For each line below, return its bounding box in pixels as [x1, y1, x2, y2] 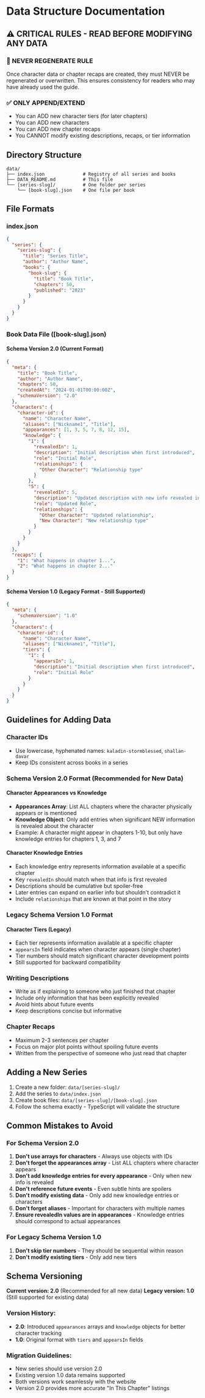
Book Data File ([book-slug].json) [6, 330, 107, 339]
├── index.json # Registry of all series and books [6, 171, 176, 177]
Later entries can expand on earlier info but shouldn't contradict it [15, 889, 181, 896]
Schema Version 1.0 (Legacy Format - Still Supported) [6, 588, 146, 595]
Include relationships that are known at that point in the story [15, 895, 172, 902]
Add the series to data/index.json [15, 1089, 101, 1097]
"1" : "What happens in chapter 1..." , [17, 557, 116, 563]
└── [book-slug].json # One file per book [17, 187, 135, 193]
